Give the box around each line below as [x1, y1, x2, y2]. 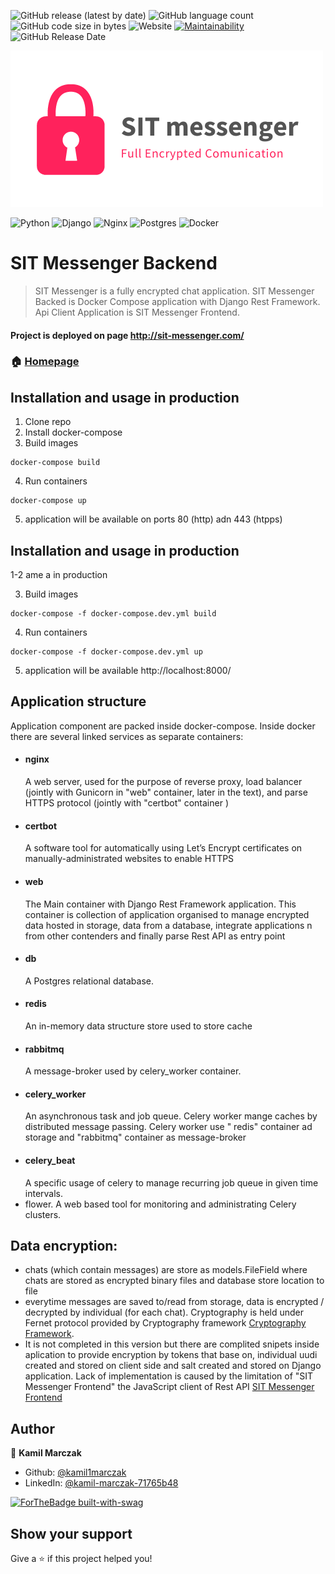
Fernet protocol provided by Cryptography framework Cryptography [24, 1317, 307, 1329]
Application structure [10, 693, 147, 710]
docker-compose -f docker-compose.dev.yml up [10, 647, 203, 657]
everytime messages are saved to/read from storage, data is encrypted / [24, 1296, 325, 1308]
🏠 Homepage [10, 355, 80, 369]
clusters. [24, 1208, 62, 1220]
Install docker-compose [24, 426, 123, 439]
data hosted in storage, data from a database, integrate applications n [24, 919, 313, 931]
